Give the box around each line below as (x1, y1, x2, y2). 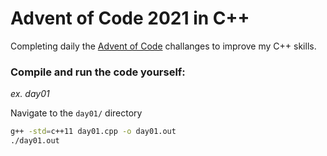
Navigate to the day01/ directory (10, 107, 143, 119)
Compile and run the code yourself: (10, 65, 186, 79)
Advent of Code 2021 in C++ (10, 7, 250, 30)
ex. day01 (10, 88, 50, 100)
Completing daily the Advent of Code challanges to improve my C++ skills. (10, 40, 317, 52)
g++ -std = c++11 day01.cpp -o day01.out (10, 127, 177, 137)
